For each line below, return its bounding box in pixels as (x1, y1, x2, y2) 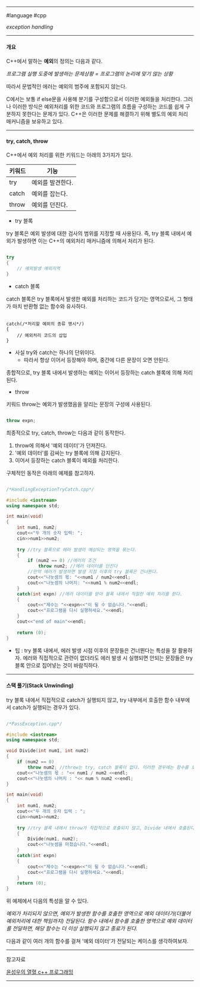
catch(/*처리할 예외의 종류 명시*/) (6, 321, 85, 327)
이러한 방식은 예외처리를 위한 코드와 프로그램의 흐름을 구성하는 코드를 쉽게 (12, 103, 185, 110)
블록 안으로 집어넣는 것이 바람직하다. (14, 661, 99, 669)
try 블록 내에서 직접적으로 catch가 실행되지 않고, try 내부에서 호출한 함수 (6, 696, 174, 703)
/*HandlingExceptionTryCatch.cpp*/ (6, 486, 95, 492)
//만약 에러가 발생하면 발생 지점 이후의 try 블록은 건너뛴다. (27, 569, 159, 575)
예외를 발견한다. (32, 179, 73, 187)
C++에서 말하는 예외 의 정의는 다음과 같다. (6, 58, 103, 65)
